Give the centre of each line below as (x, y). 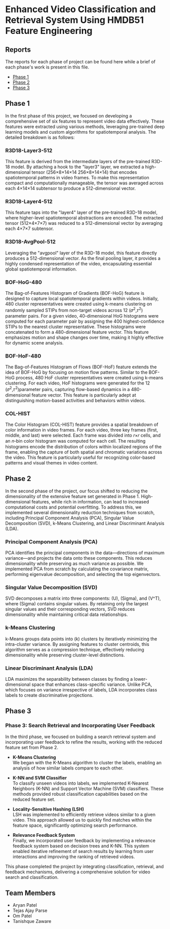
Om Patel (22, 916)
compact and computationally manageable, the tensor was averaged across (84, 183)
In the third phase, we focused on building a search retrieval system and (80, 737)
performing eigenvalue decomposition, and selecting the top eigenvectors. (83, 574)
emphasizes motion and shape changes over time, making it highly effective (84, 337)
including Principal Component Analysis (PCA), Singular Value (70, 518)
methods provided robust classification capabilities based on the (80, 794)
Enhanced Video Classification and (80, 9)
